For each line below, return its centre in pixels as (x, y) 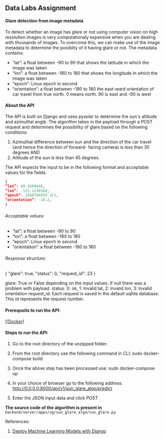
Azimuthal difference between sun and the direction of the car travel (82, 142)
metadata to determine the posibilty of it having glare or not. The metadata (81, 48)
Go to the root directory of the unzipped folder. (60, 343)
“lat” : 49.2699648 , (25, 186)
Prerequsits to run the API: (33, 310)
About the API (20, 106)
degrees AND (26, 152)
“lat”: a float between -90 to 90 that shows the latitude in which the (81, 62)
